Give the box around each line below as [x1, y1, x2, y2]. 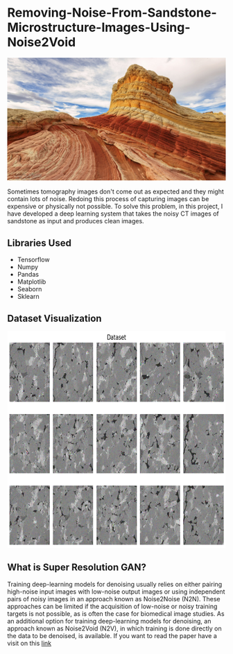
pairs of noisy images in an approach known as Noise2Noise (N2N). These [7, 594, 221, 603]
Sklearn [17, 293, 40, 301]
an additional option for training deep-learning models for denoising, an [7, 617, 212, 625]
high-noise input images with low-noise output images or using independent [7, 587, 225, 596]
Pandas [17, 270, 40, 279]
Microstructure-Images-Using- [7, 19, 191, 35]
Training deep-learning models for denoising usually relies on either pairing [7, 580, 223, 588]
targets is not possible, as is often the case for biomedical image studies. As [7, 609, 225, 618]
